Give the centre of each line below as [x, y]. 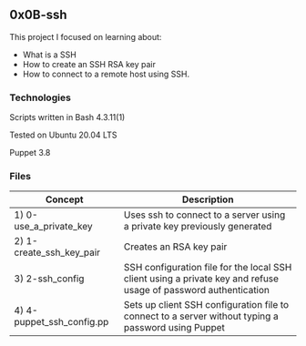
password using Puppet [174, 328]
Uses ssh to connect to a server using [204, 215]
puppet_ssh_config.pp [61, 322]
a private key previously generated [198, 227]
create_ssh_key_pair [57, 252]
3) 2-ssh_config [49, 279]
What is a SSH [50, 55]
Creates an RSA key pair [175, 247]
